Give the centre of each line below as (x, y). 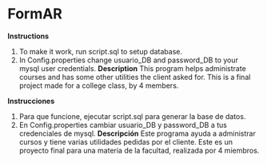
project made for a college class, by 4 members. (99, 85)
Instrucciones (31, 101)
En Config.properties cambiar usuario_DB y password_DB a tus (123, 125)
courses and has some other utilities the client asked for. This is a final (135, 77)
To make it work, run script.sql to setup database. (101, 51)
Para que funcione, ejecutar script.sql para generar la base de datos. (132, 116)
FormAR (35, 14)
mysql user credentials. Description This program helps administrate (133, 68)
